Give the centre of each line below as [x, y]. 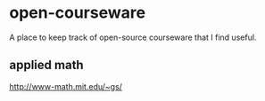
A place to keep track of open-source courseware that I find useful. [133, 37]
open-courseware [77, 13]
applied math [46, 65]
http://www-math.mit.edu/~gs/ [66, 86]
